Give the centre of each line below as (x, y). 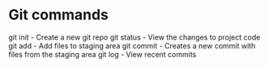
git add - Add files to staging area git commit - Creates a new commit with (132, 45)
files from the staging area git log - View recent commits (102, 54)
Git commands (59, 15)
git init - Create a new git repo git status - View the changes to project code (134, 37)
